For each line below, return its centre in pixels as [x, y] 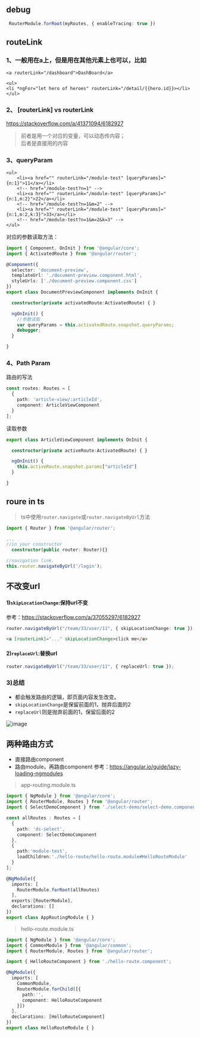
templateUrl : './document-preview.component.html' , [77, 276]
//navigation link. [30, 561]
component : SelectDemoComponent [57, 835]
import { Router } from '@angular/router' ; [61, 528]
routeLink [24, 42]
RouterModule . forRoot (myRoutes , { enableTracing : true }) [82, 23]
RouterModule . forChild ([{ [49, 989]
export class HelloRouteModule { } [50, 1028]
